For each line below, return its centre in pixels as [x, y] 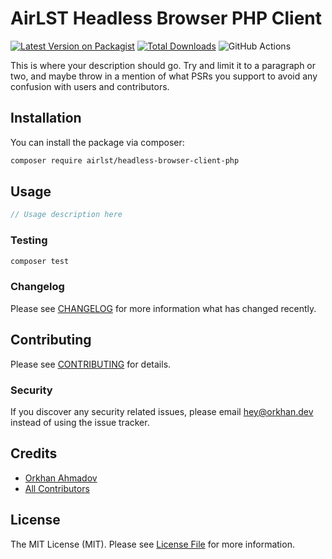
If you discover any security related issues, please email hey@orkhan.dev [162, 411]
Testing [29, 240]
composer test [40, 261]
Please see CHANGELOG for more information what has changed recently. [163, 308]
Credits [34, 453]
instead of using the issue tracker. [80, 422]
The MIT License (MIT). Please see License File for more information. [152, 544]
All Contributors [57, 488]
